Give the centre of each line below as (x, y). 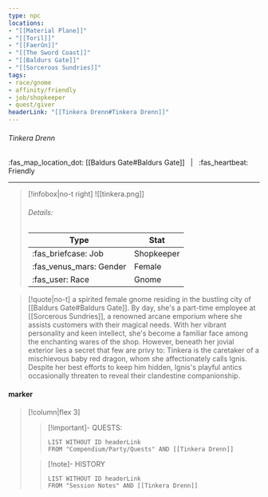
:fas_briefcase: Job (67, 254)
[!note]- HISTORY (77, 463)
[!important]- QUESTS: (85, 427)
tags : (17, 75)
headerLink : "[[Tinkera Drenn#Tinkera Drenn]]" (89, 113)
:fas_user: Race (61, 280)
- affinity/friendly (43, 90)
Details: (40, 212)
